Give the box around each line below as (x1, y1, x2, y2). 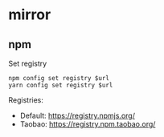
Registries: (8, 95, 44, 105)
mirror (8, 6, 51, 24)
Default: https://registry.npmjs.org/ (19, 111, 135, 120)
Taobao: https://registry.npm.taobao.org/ (19, 119, 156, 129)
